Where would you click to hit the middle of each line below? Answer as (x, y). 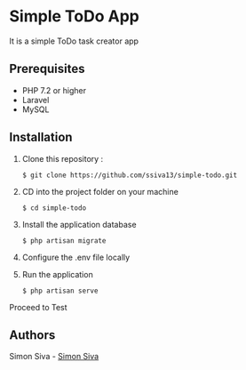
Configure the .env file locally (76, 257)
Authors (32, 335)
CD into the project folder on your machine (100, 191)
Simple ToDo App (74, 16)
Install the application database (79, 224)
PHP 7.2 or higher (54, 90)
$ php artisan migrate (64, 241)
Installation (41, 137)
